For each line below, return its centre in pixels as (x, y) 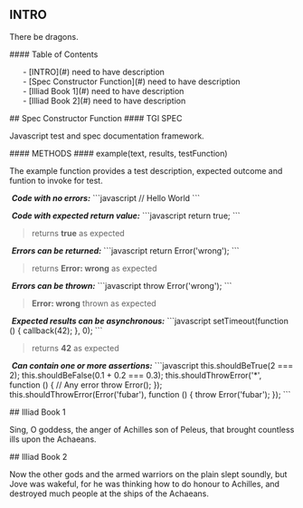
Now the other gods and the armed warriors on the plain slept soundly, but (148, 474)
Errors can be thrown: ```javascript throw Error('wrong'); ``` (122, 285)
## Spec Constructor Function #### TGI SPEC (96, 118)
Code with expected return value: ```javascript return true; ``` (126, 216)
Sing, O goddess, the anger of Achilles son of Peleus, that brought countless (152, 429)
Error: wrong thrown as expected (94, 303)
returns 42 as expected (75, 348)
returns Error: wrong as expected (94, 268)
